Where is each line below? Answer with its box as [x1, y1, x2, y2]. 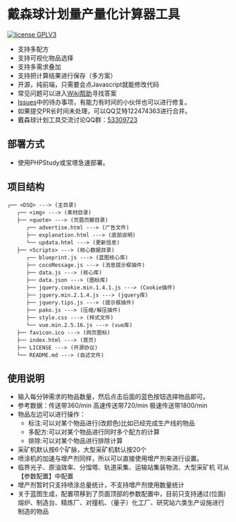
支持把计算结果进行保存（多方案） [17, 71, 117, 80]
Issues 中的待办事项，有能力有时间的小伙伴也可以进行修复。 [17, 97, 192, 106]
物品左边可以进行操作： [17, 410, 86, 419]
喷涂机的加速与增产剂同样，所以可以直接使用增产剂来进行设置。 [17, 454, 203, 463]
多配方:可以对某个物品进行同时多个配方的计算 [27, 428, 160, 437]
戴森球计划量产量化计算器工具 [7, 6, 181, 23]
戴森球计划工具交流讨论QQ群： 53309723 [17, 115, 138, 124]
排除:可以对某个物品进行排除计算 [27, 437, 123, 445]
